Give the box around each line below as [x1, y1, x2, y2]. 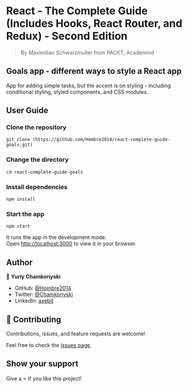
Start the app [6, 209, 45, 218]
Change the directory [6, 155, 69, 164]
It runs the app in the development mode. [6, 234, 107, 241]
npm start [6, 224, 31, 230]
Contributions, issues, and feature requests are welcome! [6, 330, 146, 337]
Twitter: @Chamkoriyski [14, 291, 73, 298]
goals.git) [6, 142, 33, 148]
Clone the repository [6, 123, 67, 132]
